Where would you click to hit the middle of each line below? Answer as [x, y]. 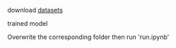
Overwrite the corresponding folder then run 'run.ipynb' [88, 37]
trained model [28, 23]
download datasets [35, 10]
